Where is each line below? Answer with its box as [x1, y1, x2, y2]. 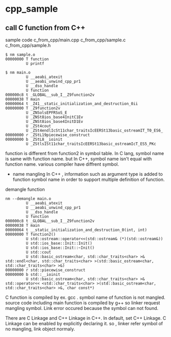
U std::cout [26, 250, 52, 255]
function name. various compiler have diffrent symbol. [5, 161, 119, 167]
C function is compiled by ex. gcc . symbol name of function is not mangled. [5, 294, 166, 300]
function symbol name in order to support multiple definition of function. [12, 176, 165, 183]
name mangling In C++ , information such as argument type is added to [12, 171, 163, 177]
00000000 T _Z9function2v [5, 106, 60, 111]
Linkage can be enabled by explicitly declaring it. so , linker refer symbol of [5, 321, 163, 326]
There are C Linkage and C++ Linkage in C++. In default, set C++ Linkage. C [5, 315, 166, 321]
